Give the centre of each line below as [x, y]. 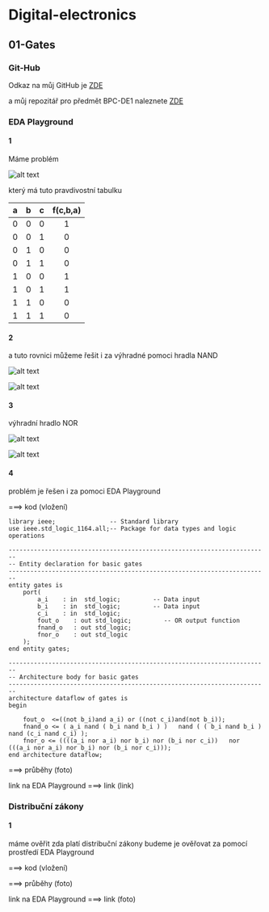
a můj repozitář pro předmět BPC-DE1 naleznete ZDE [96, 101]
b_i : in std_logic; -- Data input [119, 606]
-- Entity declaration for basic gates [76, 564]
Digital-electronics [73, 15]
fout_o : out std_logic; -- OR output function [139, 620]
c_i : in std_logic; [79, 613]
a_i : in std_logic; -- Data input [119, 599]
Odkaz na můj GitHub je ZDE [56, 85]
